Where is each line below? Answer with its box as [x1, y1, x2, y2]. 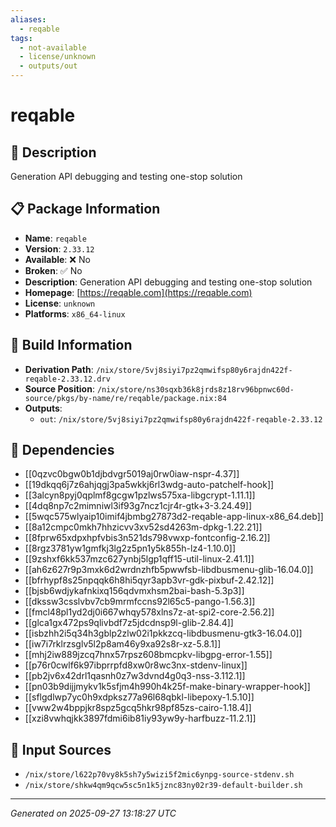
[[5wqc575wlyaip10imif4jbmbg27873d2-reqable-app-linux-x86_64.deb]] [24, 511, 324, 523]
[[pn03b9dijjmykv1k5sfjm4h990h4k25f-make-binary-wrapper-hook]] [24, 681, 311, 693]
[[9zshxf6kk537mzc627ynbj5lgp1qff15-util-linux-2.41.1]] [24, 553, 255, 565]
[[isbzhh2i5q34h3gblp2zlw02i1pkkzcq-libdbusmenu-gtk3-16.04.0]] [24, 627, 303, 640]
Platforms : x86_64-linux [24, 307, 126, 320]
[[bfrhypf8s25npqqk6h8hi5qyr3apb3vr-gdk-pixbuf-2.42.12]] [24, 574, 275, 586]
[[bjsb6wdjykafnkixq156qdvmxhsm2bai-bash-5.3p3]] [24, 585, 245, 597]
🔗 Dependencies [10, 442, 115, 459]
